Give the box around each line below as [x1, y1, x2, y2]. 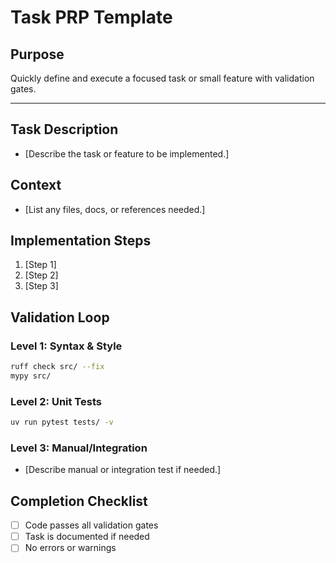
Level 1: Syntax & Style [10, 339, 123, 353]
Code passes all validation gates [24, 519, 159, 531]
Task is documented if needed [24, 531, 150, 543]
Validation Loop [10, 309, 110, 326]
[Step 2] [24, 269, 59, 281]
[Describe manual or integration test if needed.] [24, 464, 222, 476]
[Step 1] [24, 259, 57, 271]
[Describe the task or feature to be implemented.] [24, 147, 230, 160]
